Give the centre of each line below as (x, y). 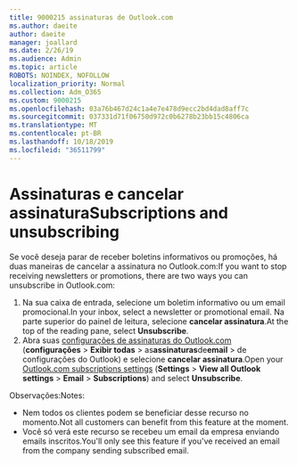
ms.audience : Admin (45, 59)
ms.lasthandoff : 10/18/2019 (62, 142)
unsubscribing (65, 232)
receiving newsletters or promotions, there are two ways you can (128, 275)
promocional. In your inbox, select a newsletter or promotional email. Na (153, 312)
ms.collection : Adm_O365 (55, 92)
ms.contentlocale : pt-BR (55, 134)
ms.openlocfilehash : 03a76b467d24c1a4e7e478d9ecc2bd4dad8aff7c (129, 109)
